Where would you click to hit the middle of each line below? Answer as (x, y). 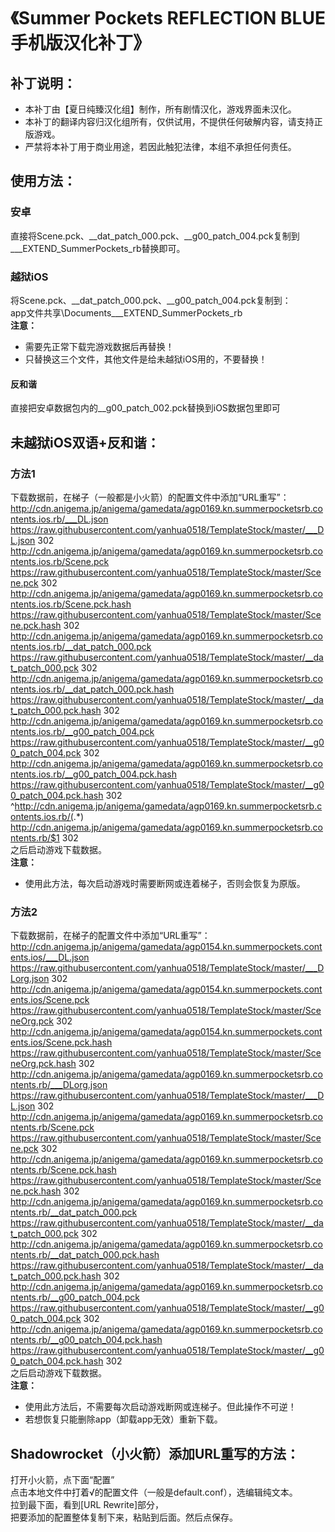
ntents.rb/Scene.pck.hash (63, 1170)
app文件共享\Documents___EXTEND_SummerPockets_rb (126, 312)
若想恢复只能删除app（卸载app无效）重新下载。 (123, 1419)
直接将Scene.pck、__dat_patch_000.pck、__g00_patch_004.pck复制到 (155, 236)
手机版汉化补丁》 (81, 43)
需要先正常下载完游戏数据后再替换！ (99, 346)
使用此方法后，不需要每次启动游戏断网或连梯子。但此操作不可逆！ (160, 1407)
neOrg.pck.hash (43, 1064)
